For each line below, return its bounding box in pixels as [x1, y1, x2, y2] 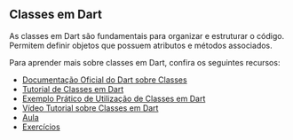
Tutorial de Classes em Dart [21, 83, 124, 94]
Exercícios [21, 121, 60, 132]
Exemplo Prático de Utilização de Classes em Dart [21, 93, 206, 104]
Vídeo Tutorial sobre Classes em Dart [21, 102, 159, 113]
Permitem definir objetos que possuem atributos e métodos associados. [9, 40, 273, 51]
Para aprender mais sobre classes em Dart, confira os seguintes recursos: [9, 57, 281, 67]
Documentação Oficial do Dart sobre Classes [21, 74, 188, 85]
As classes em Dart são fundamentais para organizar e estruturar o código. [9, 30, 285, 41]
